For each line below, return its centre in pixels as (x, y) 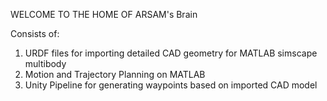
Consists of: (35, 33)
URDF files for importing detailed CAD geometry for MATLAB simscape (171, 53)
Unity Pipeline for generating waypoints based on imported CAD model (171, 85)
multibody (45, 63)
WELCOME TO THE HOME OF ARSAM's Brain (104, 14)
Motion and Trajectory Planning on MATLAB (115, 74)
